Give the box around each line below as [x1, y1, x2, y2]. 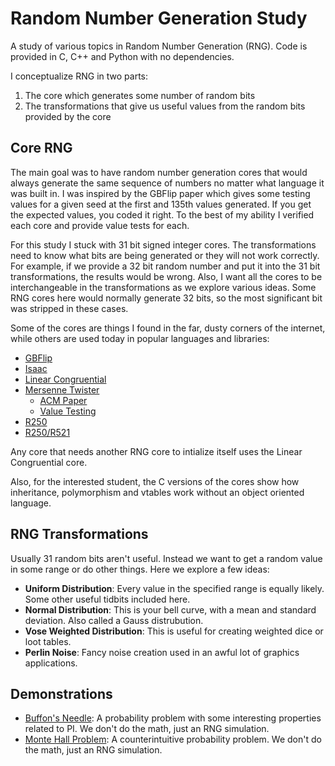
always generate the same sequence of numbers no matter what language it [10, 177, 325, 189]
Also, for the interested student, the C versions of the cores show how [10, 475, 300, 487]
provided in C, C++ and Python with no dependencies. [10, 50, 235, 62]
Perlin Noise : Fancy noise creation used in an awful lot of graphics [24, 646, 300, 658]
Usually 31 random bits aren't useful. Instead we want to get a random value [10, 552, 323, 564]
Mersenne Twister [24, 383, 100, 396]
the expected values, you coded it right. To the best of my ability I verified [10, 208, 315, 221]
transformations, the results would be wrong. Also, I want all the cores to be [10, 270, 323, 282]
